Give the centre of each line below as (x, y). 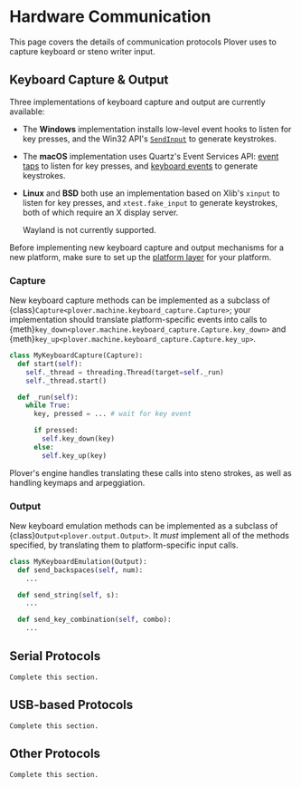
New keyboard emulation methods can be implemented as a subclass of (144, 525)
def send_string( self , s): (68, 595)
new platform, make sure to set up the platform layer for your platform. (141, 257)
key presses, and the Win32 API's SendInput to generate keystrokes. (150, 139)
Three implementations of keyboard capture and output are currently (137, 102)
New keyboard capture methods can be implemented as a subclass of (140, 300)
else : (43, 447)
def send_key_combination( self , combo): (94, 620)
